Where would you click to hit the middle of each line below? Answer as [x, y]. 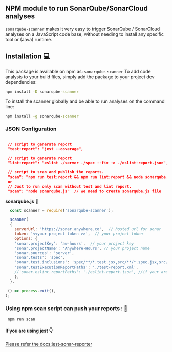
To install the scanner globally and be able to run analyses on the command [85, 101]
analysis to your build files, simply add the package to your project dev [80, 77]
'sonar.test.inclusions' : [42, 262]
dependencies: [21, 82]
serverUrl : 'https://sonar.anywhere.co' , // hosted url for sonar [88, 229]
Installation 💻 [28, 57]
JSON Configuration [31, 129]
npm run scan [21, 319]
